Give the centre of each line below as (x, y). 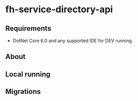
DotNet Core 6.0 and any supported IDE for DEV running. (73, 41)
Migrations (23, 92)
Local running (28, 74)
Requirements (28, 28)
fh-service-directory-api (59, 9)
